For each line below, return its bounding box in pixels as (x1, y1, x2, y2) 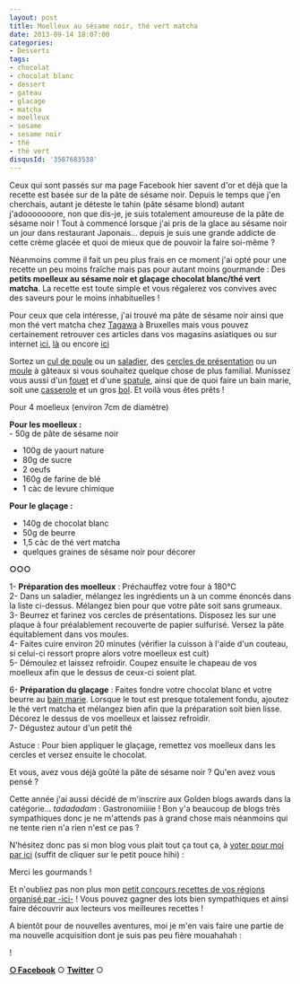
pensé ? (9, 777, 39, 788)
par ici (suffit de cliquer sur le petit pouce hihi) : (9, 849, 185, 860)
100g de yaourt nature (21, 445, 105, 456)
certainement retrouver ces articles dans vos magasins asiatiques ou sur (9, 328, 278, 339)
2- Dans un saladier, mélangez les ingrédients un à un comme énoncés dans (9, 591, 292, 602)
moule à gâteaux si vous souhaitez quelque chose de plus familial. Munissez (9, 365, 291, 376)
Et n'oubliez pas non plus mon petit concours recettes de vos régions (9, 884, 266, 895)
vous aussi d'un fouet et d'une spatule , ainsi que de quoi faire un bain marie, (9, 374, 292, 386)
